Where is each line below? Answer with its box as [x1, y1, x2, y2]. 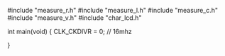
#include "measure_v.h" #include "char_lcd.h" [7, 13, 142, 22]
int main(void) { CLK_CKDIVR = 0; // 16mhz [7, 28, 133, 35]
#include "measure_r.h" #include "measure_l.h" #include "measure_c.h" [7, 6, 219, 14]
